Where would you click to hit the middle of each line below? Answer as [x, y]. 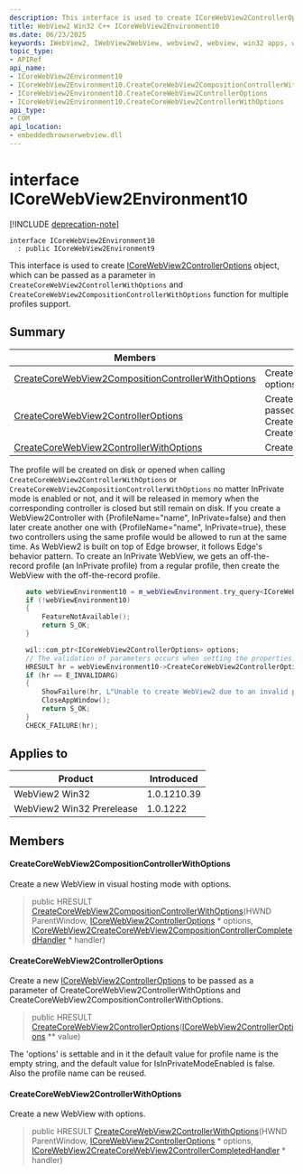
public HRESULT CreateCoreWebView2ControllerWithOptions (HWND [159, 1132]
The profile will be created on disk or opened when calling [117, 470]
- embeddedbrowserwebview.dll [66, 135]
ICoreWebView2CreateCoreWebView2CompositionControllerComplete [162, 930]
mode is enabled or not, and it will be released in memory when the [134, 498]
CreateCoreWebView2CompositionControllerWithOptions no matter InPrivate [147, 489]
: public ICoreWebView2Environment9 [86, 248]
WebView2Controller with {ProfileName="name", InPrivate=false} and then [148, 517]
